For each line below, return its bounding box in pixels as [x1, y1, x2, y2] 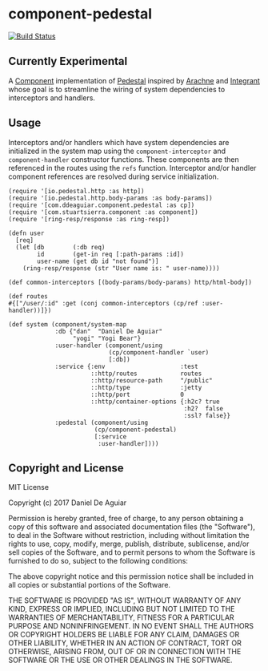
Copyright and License [8, 461, 124, 475]
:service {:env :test [54, 362, 198, 370]
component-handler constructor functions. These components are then [8, 154, 239, 164]
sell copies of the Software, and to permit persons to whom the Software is [8, 548, 256, 557]
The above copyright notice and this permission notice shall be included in [8, 572, 254, 581]
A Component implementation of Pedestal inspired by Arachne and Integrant [8, 75, 260, 85]
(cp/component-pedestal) [94, 426, 178, 434]
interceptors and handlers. [8, 93, 96, 103]
